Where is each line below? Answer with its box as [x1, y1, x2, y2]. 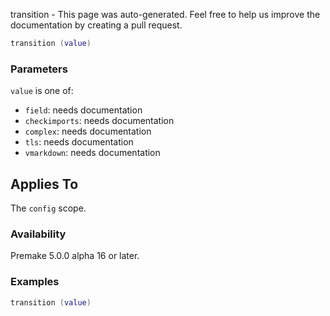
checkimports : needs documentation [24, 115, 175, 127]
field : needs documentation [24, 104, 143, 116]
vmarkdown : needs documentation [24, 147, 161, 159]
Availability [10, 227, 67, 241]
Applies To [10, 175, 79, 193]
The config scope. [10, 202, 87, 214]
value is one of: [10, 85, 74, 97]
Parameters [10, 62, 68, 76]
